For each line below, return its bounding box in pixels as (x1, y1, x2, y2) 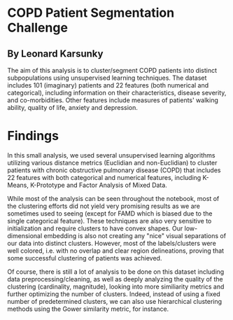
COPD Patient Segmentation (7, 5, 175, 21)
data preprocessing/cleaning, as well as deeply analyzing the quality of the (7, 274, 224, 283)
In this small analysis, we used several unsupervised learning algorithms (7, 151, 216, 159)
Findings (7, 128, 59, 144)
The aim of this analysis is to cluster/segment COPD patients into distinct (7, 67, 218, 74)
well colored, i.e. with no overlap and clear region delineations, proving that (7, 246, 225, 255)
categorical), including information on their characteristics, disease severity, (7, 89, 227, 97)
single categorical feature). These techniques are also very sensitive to (7, 216, 212, 225)
